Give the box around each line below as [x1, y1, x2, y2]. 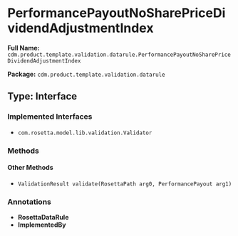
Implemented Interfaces [7, 112, 93, 122]
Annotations [7, 197, 51, 207]
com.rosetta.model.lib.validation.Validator [17, 129, 152, 136]
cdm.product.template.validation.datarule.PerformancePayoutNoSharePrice [7, 51, 232, 58]
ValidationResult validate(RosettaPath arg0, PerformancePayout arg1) [17, 180, 232, 188]
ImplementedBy [17, 220, 66, 229]
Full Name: [7, 43, 40, 52]
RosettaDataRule [17, 213, 69, 222]
